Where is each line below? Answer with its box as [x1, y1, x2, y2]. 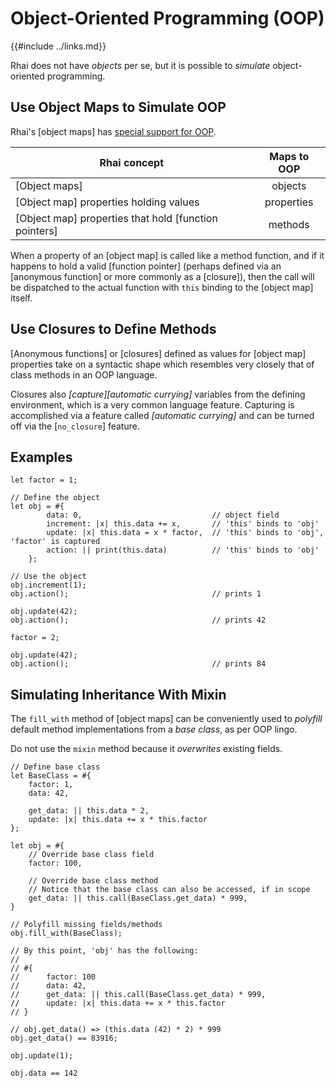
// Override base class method [28, 876, 159, 886]
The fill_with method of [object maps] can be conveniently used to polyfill [10, 713, 323, 725]
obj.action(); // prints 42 [10, 615, 267, 626]
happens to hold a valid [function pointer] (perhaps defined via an [10, 260, 282, 272]
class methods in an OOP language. [10, 368, 158, 381]
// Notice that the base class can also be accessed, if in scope [28, 885, 311, 895]
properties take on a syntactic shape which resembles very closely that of [10, 358, 315, 370]
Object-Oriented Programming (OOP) [10, 7, 325, 30]
